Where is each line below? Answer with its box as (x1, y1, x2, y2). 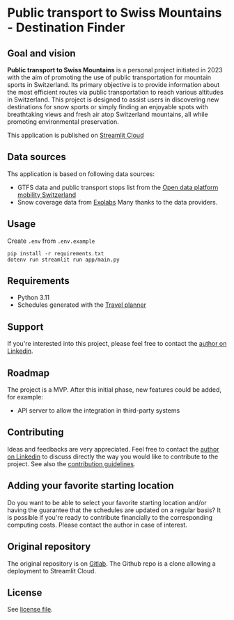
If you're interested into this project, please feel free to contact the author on (7, 340, 227, 348)
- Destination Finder (7, 19, 125, 35)
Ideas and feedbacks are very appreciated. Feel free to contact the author (7, 445, 219, 453)
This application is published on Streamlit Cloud (7, 131, 144, 139)
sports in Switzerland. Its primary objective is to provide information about (7, 81, 220, 88)
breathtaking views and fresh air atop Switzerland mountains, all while (7, 110, 208, 118)
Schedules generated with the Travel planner (17, 301, 147, 309)
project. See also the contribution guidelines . (7, 459, 136, 468)
